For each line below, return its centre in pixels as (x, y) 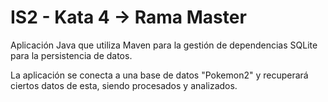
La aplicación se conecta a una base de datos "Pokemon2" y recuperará (159, 75)
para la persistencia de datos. (71, 55)
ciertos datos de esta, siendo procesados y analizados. (124, 85)
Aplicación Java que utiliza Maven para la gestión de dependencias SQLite (164, 45)
